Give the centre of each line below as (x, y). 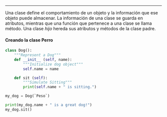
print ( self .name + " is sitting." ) (60, 87)
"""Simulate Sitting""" (47, 82)
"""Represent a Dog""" (38, 55)
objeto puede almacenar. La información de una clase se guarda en (74, 18)
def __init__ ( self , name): (43, 59)
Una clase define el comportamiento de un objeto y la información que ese (82, 13)
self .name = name (41, 69)
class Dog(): (19, 51)
